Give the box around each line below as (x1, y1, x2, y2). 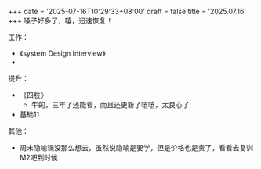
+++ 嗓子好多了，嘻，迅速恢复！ (8, 16, 114, 25)
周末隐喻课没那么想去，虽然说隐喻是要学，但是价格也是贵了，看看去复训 (19, 143, 253, 152)
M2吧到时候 (19, 153, 58, 162)
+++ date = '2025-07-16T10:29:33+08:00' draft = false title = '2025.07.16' (8, 7, 247, 16)
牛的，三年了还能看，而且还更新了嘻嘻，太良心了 (31, 100, 190, 109)
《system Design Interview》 (19, 49, 106, 58)
